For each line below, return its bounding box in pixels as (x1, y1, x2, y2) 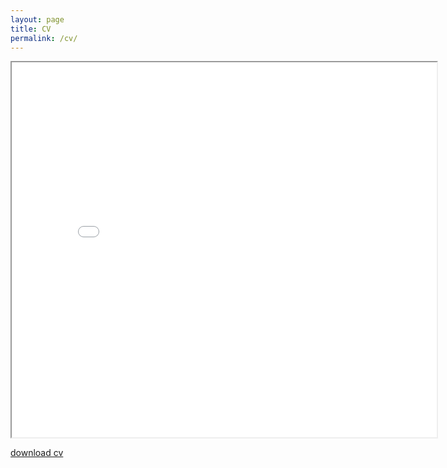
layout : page (10, 14, 65, 25)
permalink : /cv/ (10, 33, 78, 43)
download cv (10, 447, 64, 459)
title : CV (10, 24, 52, 34)
